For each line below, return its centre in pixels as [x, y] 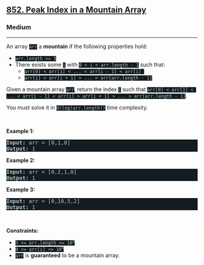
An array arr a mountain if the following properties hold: [77, 46]
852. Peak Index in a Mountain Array [76, 10]
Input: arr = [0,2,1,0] [42, 172]
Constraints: [22, 230]
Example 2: [21, 160]
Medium [19, 27]
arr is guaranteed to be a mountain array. [67, 255]
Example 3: [21, 189]
